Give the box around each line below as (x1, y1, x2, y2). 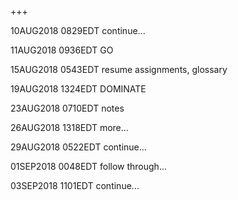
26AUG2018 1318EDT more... (10, 122, 129, 133)
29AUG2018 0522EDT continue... (10, 141, 147, 153)
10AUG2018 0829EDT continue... (10, 25, 146, 36)
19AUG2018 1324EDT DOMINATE (10, 83, 147, 95)
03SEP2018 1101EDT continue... (10, 180, 140, 191)
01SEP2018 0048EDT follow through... (10, 161, 167, 172)
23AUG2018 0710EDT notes (10, 102, 125, 114)
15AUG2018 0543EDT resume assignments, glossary (10, 64, 228, 75)
